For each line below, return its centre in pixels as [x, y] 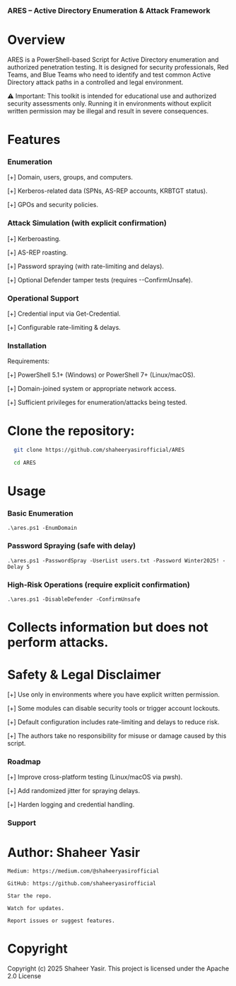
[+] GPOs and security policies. [53, 205]
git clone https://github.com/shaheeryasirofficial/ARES [99, 450]
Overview [36, 40]
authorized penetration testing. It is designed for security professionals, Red [118, 67]
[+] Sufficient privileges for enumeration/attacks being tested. [97, 402]
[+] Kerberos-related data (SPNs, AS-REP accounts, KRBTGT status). [107, 191]
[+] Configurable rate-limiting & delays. [64, 327]
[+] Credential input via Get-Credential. [64, 314]
